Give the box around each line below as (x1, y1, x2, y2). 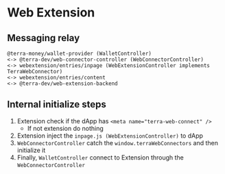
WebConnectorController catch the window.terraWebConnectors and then (16, 138, 218, 147)
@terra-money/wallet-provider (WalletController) (7, 50, 152, 57)
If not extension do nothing (27, 124, 104, 132)
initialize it (16, 146, 46, 154)
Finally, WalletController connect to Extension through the (16, 153, 184, 162)
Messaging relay (7, 32, 80, 44)
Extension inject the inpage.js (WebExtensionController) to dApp (16, 132, 204, 140)
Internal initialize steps (7, 99, 106, 110)
